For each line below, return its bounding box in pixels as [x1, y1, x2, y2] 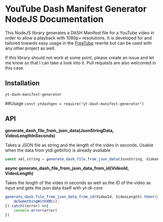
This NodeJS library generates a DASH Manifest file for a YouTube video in [5, 30, 154, 35]
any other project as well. [5, 45, 56, 51]
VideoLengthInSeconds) [5, 133, 56, 138]
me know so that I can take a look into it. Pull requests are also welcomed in [5, 60, 156, 66]
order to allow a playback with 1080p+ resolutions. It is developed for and [5, 35, 152, 41]
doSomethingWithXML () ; [14, 199, 60, 204]
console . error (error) [14, 208, 57, 213]
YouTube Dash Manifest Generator [5, 3, 147, 15]
